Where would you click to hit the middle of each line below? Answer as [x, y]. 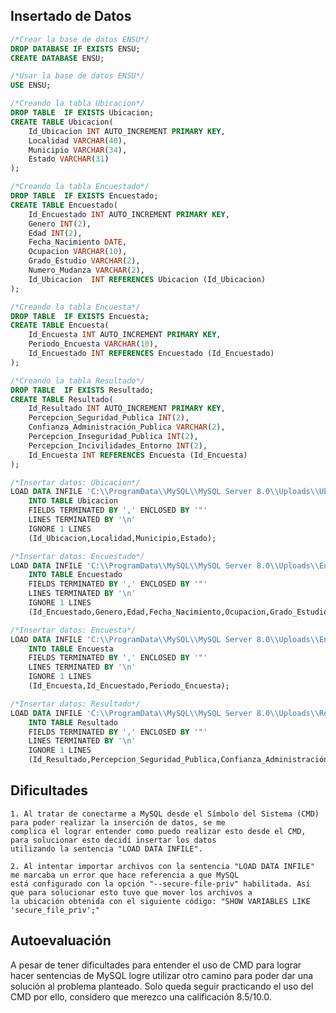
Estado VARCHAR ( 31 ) [69, 159]
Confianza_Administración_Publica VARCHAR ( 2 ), [127, 427]
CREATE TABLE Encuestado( [64, 205]
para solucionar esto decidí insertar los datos [113, 840]
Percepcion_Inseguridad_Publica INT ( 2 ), [113, 437]
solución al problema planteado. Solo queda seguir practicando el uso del [162, 986]
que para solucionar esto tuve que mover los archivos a [131, 892]
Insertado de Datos [71, 16]
